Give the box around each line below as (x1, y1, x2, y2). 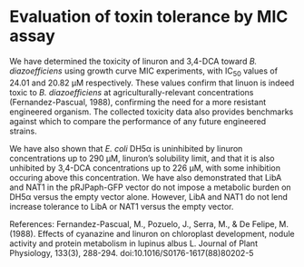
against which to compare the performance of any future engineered (9, 115, 267, 126)
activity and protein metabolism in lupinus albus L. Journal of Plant (9, 238, 259, 249)
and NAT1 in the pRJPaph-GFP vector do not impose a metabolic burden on (9, 182, 292, 193)
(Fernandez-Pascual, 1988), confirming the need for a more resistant (9, 96, 266, 107)
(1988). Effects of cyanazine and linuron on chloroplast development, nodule (9, 228, 295, 239)
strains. (9, 125, 38, 136)
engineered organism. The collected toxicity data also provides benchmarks (9, 106, 294, 117)
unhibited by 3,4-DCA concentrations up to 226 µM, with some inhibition (9, 162, 281, 173)
